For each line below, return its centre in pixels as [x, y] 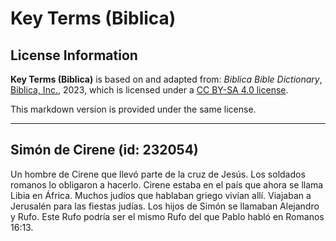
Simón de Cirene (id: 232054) [104, 150]
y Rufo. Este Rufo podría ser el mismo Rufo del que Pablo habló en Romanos [167, 216]
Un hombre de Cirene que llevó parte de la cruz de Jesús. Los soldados [158, 174]
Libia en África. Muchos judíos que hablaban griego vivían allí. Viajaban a [161, 195]
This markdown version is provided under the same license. [133, 109]
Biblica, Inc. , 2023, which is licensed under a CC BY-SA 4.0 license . [149, 90]
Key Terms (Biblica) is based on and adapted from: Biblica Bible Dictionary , [166, 79]
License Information [74, 55]
